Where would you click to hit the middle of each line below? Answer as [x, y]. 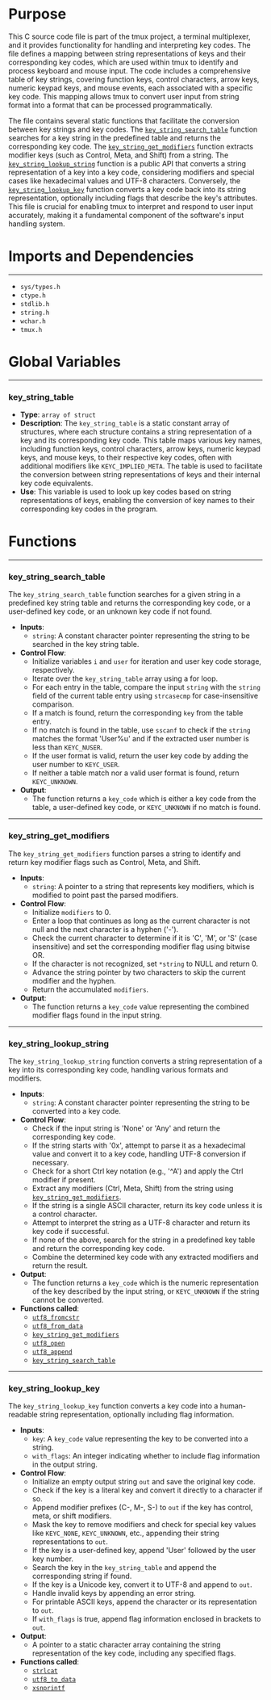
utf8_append [52, 1352]
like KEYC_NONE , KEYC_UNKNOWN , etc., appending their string [126, 1533]
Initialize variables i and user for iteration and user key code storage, [147, 661]
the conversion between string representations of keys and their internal [140, 475]
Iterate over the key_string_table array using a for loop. [125, 678]
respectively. [53, 670]
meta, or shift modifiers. [72, 1516]
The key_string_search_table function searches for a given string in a [124, 594]
